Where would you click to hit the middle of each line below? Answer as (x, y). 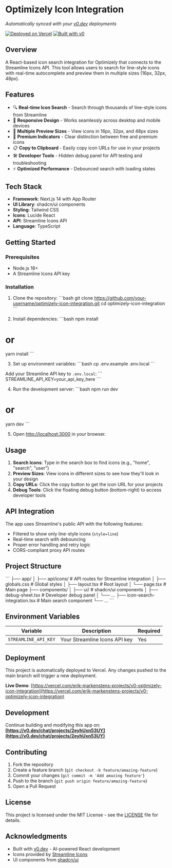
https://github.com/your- (120, 298)
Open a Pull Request (34, 786)
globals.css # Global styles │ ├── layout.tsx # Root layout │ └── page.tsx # (86, 584)
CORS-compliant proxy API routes (49, 550)
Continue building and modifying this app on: (53, 725)
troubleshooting (30, 163)
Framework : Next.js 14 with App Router (54, 199)
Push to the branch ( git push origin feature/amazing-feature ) (80, 781)
